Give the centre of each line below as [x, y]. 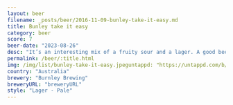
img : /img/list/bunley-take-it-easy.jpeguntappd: [80, 65]
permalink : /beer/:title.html [51, 59]
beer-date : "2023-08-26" [43, 46]
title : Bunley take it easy [48, 26]
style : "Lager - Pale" [40, 90]
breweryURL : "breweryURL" [44, 84]
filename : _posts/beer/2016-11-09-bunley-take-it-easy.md [93, 20]
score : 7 [20, 39]
